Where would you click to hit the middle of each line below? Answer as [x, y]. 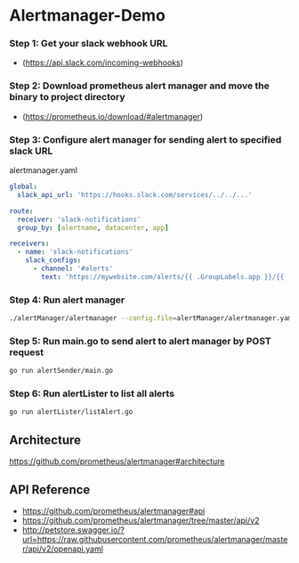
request [27, 352]
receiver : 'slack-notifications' [79, 219]
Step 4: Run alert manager [67, 300]
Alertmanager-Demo [88, 16]
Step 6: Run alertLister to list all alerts [92, 393]
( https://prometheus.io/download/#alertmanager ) [112, 116]
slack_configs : [53, 261]
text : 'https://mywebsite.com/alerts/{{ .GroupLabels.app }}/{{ [163, 277]
